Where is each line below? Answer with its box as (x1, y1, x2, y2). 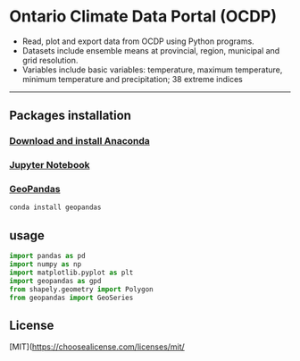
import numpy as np (9, 260, 82, 269)
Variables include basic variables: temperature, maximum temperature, (21, 64, 283, 75)
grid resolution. (21, 55, 79, 65)
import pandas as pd (9, 252, 87, 261)
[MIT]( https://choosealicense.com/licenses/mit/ (9, 341, 185, 352)
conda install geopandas (9, 203, 102, 212)
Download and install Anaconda (9, 135, 150, 147)
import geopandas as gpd (9, 276, 102, 285)
